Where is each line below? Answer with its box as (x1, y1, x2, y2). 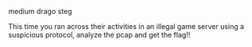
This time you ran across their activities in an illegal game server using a (8, 22, 245, 31)
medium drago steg (8, 7, 73, 16)
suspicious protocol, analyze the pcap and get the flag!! (8, 31, 191, 39)
